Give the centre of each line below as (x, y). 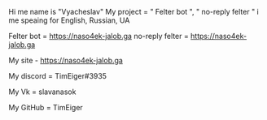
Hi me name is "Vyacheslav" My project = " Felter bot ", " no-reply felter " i (133, 12)
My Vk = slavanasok (42, 92)
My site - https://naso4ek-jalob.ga (66, 60)
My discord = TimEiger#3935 (58, 76)
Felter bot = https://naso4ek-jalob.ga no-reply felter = (98, 36)
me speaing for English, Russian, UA (69, 20)
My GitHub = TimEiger (46, 107)
